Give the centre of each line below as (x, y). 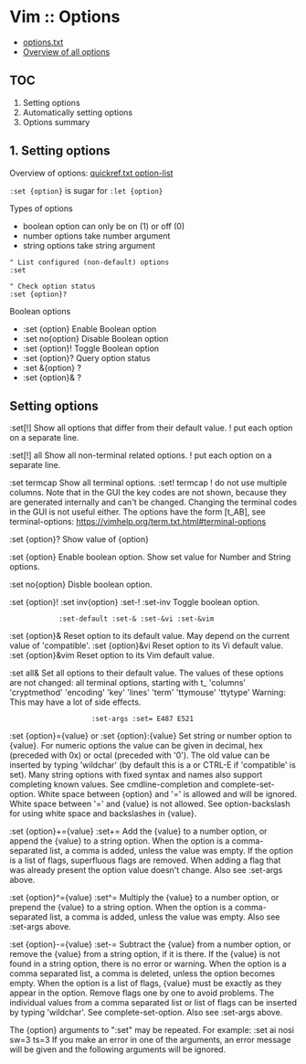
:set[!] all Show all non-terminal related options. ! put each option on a (141, 455)
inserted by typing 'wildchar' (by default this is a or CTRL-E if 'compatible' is (153, 765)
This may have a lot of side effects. (75, 702)
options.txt (43, 42)
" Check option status (53, 286)
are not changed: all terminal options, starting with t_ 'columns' (128, 683)
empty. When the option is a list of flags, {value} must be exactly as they (146, 984)
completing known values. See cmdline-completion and (114, 784)
